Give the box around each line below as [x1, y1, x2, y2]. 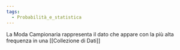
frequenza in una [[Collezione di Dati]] [6, 37, 101, 44]
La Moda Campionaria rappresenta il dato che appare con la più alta [6, 30, 174, 37]
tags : [6, 8, 20, 15]
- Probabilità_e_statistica [11, 14, 82, 20]
